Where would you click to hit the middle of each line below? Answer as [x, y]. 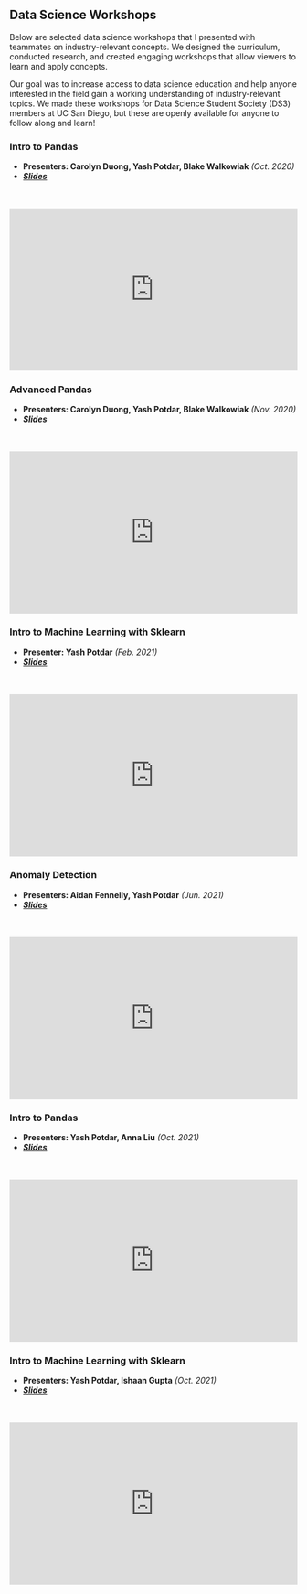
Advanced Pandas [51, 390]
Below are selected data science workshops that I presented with [132, 37]
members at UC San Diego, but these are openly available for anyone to [144, 112]
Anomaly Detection [53, 875]
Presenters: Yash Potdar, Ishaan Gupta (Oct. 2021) [120, 1381]
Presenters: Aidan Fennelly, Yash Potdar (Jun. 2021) [123, 894]
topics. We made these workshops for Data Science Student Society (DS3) [150, 103]
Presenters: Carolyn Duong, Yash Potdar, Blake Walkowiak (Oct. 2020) [159, 166]
